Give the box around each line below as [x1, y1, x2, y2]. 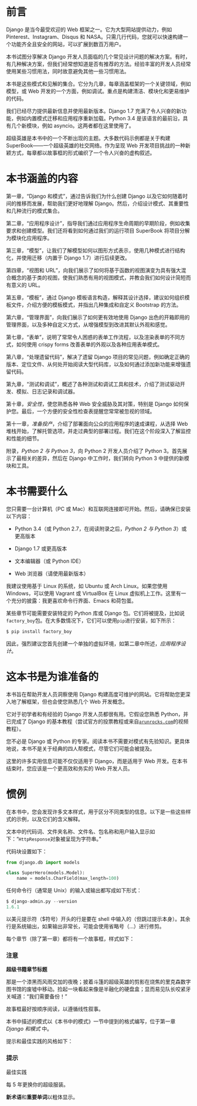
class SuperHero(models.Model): [6, 870, 85, 876]
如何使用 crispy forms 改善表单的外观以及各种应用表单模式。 [16, 341, 163, 348]
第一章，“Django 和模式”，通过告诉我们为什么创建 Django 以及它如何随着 [6, 192, 183, 200]
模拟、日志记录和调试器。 [16, 388, 78, 395]
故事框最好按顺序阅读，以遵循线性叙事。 [6, 1006, 104, 1013]
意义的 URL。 [11, 281, 44, 288]
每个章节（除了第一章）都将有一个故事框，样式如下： [6, 935, 135, 942]
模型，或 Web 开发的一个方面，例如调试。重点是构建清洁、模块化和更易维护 [6, 88, 189, 95]
